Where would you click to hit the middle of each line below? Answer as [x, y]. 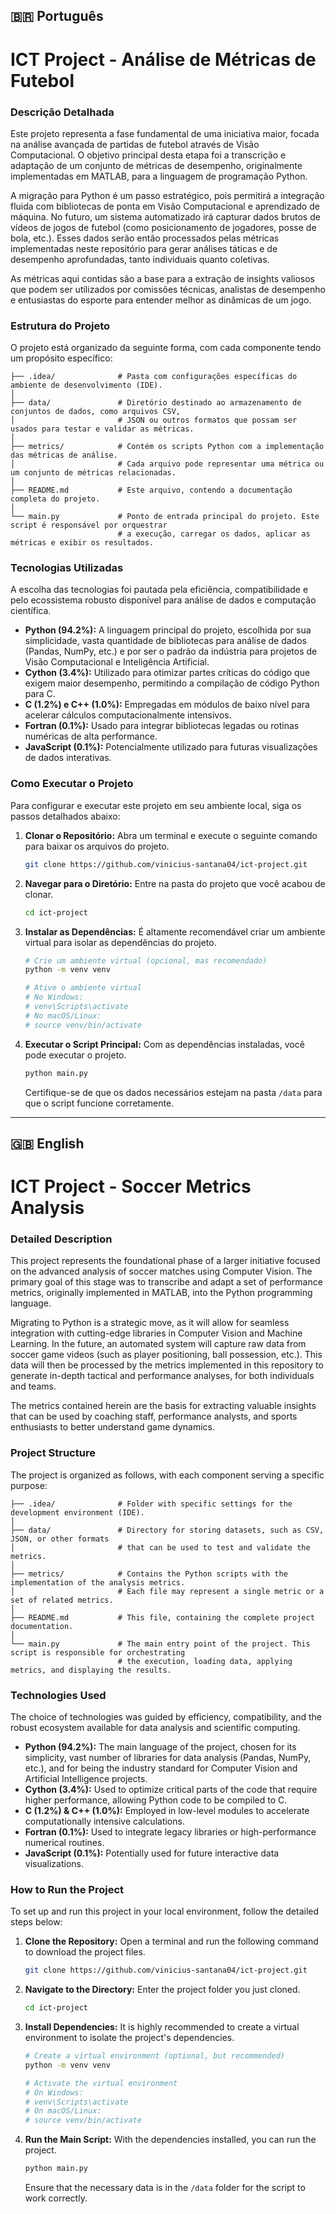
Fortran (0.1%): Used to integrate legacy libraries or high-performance [170, 1831]
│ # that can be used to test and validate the [160, 1547]
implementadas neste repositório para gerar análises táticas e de [144, 248]
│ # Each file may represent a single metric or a [167, 1591]
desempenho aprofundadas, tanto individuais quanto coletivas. [140, 259]
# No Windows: [54, 997]
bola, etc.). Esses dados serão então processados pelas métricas [145, 238]
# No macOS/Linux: [63, 1015]
